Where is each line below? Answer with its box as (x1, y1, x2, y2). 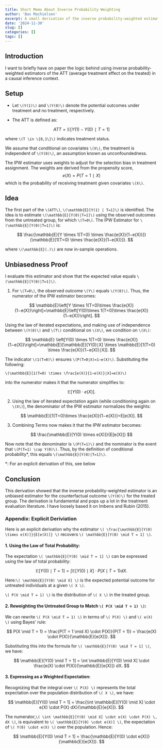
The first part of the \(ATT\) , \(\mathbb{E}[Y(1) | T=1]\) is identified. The (5, 207, 154, 213)
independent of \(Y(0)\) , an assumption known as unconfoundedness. (5, 150, 147, 156)
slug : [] (5, 25, 23, 30)
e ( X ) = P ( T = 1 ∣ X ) (62, 172, 101, 178)
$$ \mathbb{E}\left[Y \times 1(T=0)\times (29, 302, 112, 308)
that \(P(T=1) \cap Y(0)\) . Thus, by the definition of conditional (5, 446, 133, 452)
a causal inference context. (5, 75, 60, 81)
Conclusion (5, 475, 41, 483)
